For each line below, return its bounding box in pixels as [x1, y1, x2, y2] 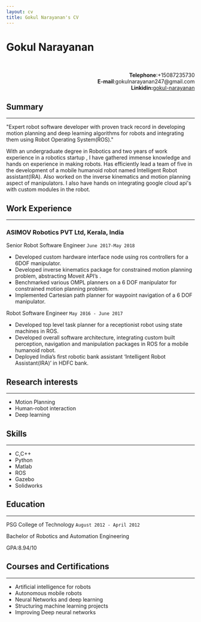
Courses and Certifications [6, 561, 109, 572]
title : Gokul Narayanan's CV [6, 14, 79, 20]
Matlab [14, 462, 32, 470]
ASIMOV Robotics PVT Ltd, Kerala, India [6, 228, 124, 236]
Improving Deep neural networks [14, 608, 96, 615]
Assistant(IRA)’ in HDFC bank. [14, 359, 89, 366]
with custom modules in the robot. [6, 186, 91, 193]
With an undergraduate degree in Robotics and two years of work [6, 148, 167, 155]
